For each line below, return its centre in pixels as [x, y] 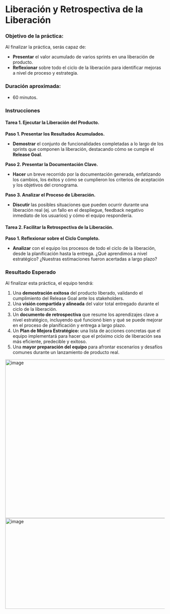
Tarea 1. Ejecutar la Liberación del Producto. [52, 122]
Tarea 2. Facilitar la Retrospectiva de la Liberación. [59, 227]
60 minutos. [25, 97]
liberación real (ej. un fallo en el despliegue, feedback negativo [78, 210]
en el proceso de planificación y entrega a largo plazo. [69, 326]
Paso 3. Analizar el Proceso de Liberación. [50, 195]
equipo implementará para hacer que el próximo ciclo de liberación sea [87, 336]
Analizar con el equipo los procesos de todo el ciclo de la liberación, [84, 248]
